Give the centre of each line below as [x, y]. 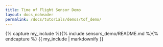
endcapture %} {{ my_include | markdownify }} [54, 39]
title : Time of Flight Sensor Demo [43, 10]
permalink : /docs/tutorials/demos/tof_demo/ [53, 19]
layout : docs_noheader [29, 15]
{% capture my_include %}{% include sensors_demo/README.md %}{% [82, 34]
